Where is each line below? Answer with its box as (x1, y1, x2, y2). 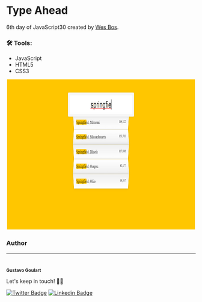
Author (6, 239, 28, 247)
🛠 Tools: (6, 38, 32, 47)
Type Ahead (6, 4, 68, 17)
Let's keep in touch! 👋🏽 (6, 277, 64, 285)
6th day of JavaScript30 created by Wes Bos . (6, 23, 119, 31)
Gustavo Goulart (6, 267, 41, 273)
